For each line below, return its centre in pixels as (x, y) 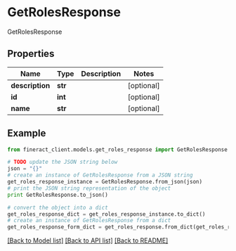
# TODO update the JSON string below (63, 162)
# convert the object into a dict (58, 207)
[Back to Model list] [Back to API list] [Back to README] (88, 240)
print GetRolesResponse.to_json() (58, 195)
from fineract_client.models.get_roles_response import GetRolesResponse (118, 149)
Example (27, 133)
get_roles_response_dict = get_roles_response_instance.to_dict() (106, 214)
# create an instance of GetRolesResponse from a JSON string (100, 175)
